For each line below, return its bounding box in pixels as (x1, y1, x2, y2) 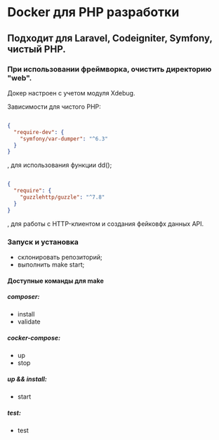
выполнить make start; (17, 260, 85, 269)
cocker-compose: (7, 334, 61, 342)
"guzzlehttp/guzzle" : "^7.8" (20, 194, 105, 201)
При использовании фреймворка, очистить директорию (7, 64, 212, 74)
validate (17, 317, 41, 326)
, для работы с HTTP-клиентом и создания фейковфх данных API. (7, 219, 204, 228)
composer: (7, 293, 40, 301)
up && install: (7, 375, 47, 383)
